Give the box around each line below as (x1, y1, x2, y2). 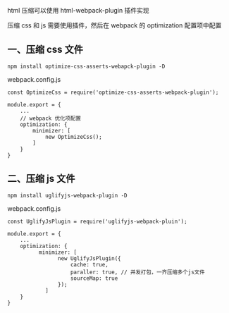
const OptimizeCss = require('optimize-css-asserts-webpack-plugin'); (7, 89, 219, 96)
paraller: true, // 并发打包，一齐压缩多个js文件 (70, 269, 206, 276)
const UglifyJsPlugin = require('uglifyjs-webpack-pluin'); (7, 218, 188, 225)
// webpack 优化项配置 (20, 115, 81, 122)
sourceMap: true (70, 274, 118, 282)
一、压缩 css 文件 (7, 44, 83, 56)
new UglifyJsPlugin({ (57, 254, 121, 262)
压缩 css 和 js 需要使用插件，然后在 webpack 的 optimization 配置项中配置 (7, 21, 222, 30)
